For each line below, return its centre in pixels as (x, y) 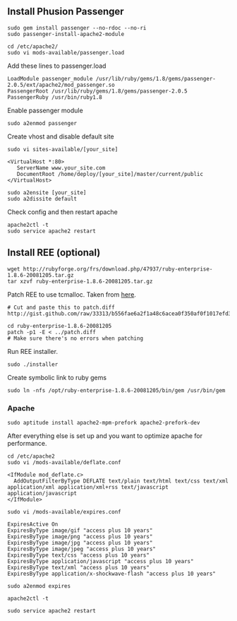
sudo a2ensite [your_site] (47, 193)
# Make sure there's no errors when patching (75, 338)
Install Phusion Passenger (66, 12)
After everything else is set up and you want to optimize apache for (105, 436)
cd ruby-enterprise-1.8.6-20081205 (60, 326)
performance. (27, 443)
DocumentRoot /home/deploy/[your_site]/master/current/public (110, 174)
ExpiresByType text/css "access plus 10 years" (79, 555)
